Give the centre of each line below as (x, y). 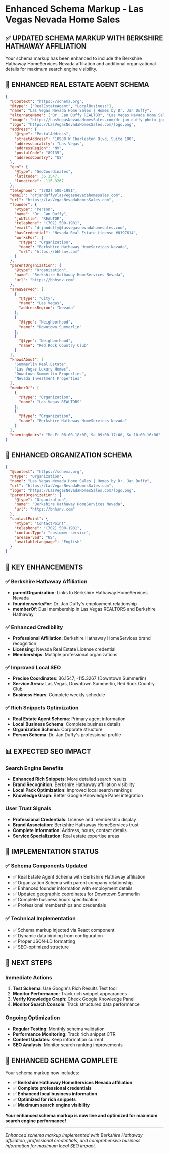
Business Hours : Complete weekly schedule (59, 695)
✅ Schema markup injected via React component (63, 930)
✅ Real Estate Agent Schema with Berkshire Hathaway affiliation (79, 877)
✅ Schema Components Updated (46, 866)
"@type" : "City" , (37, 299)
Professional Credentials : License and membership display (74, 819)
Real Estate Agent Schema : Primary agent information (69, 719)
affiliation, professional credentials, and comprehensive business (73, 1141)
